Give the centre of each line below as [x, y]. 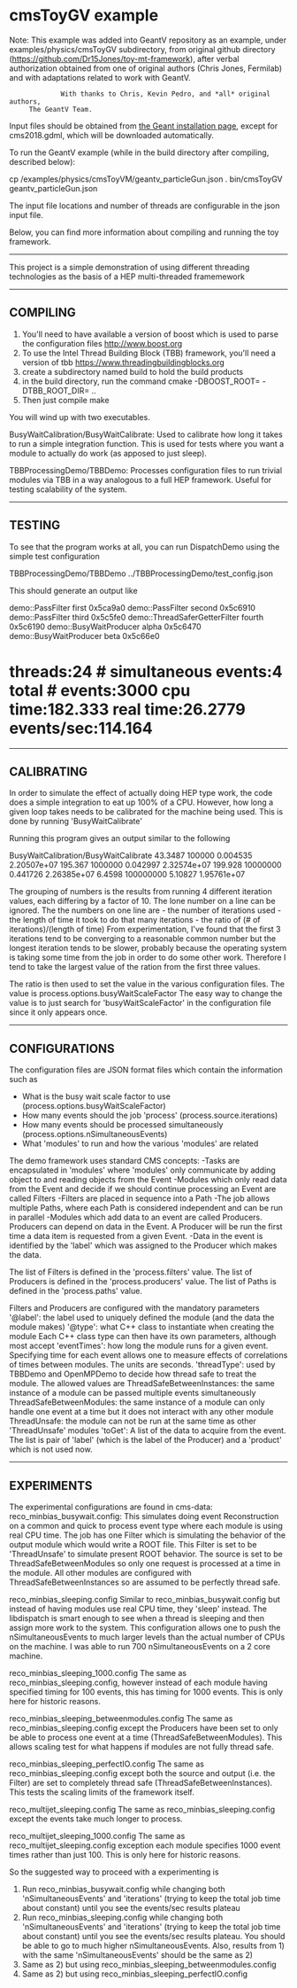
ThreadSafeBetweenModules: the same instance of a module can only [137, 1402]
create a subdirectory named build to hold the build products [133, 371]
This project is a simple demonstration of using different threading [129, 267]
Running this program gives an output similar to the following [120, 838]
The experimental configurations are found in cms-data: [111, 1507]
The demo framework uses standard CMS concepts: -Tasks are [125, 1161]
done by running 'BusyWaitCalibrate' [76, 822]
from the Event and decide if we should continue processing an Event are [143, 1189]
